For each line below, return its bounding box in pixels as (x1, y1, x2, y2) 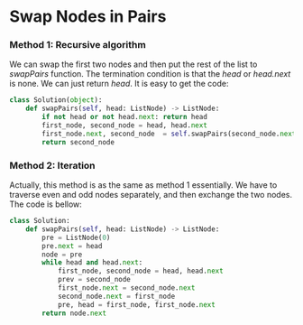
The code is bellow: (9, 199, 83, 209)
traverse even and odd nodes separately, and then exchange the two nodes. (9, 190, 293, 200)
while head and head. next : (41, 258, 143, 267)
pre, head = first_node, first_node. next (57, 300, 216, 309)
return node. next (41, 309, 106, 318)
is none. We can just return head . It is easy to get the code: (9, 79, 229, 89)
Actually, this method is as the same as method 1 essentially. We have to (9, 180, 278, 190)
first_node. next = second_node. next (57, 283, 196, 292)
